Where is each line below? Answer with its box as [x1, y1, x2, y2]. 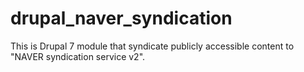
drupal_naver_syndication [10, 7, 233, 30]
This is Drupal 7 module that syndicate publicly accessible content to [10, 40, 295, 52]
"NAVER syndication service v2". [10, 50, 146, 62]
